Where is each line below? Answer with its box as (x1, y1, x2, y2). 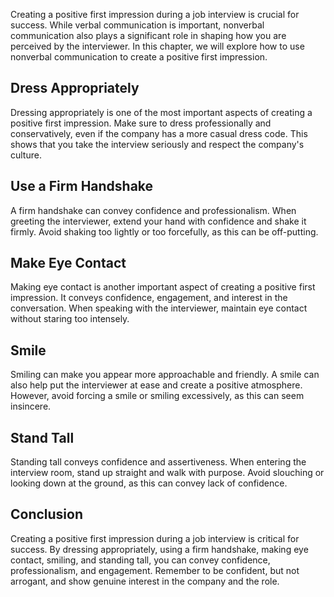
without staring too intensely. (10, 313, 130, 325)
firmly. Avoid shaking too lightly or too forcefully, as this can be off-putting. (10, 225, 319, 238)
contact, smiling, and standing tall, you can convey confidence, (10, 554, 271, 566)
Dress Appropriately (10, 80, 140, 97)
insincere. (10, 400, 52, 413)
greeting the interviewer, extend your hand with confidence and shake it (10, 215, 307, 227)
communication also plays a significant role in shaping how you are (10, 30, 287, 41)
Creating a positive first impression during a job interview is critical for (10, 532, 300, 544)
